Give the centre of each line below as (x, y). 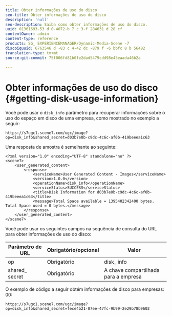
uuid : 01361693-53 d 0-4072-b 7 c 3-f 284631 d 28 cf (64, 29)
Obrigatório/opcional (73, 250)
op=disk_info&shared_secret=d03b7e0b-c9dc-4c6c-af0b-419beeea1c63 (78, 137)
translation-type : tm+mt (32, 53)
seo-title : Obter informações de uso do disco (56, 15)
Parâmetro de (25, 247)
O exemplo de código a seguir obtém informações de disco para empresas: (85, 289)
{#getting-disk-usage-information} (82, 98)
